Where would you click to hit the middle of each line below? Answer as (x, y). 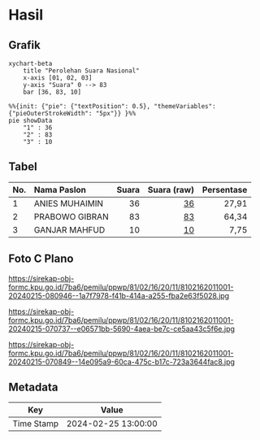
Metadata (33, 388)
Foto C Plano (41, 259)
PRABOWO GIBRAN (71, 216)
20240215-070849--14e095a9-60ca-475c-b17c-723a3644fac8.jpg (122, 362)
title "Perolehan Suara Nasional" (81, 71)
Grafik (24, 45)
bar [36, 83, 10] (52, 92)
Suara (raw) (171, 190)
